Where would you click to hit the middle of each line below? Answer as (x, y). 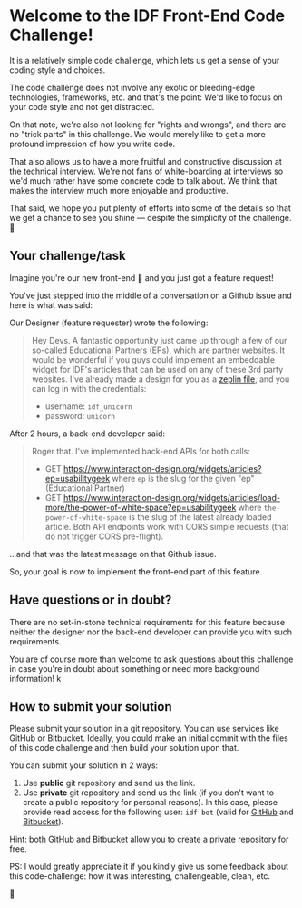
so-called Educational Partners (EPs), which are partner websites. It (158, 350)
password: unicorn (80, 415)
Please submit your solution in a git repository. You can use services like (144, 729)
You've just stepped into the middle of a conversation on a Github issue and (151, 295)
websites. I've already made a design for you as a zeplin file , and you (161, 379)
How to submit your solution (91, 707)
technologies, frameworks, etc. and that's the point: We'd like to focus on (146, 97)
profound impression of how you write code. (92, 144)
